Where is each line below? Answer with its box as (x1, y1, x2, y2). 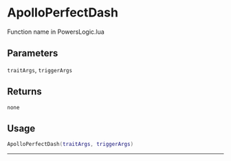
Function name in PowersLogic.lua (7, 28, 104, 36)
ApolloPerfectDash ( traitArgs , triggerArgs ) (7, 141, 134, 148)
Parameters (7, 47, 58, 59)
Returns (7, 86, 43, 98)
